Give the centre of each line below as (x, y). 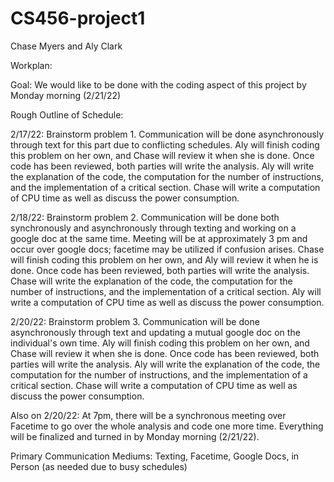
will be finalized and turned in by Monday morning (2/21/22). (135, 436)
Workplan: (31, 65)
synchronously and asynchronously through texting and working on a (153, 228)
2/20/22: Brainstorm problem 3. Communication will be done (135, 321)
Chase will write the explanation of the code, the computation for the (151, 281)
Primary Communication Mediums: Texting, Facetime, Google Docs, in (155, 456)
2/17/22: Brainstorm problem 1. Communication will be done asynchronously (167, 134)
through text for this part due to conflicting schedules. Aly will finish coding (165, 144)
